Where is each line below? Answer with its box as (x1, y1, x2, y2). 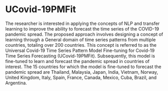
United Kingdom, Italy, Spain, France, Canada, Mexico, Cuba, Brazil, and (5, 74, 157, 80)
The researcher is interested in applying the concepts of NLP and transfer (5, 20, 160, 26)
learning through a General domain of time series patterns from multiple (5, 37, 156, 43)
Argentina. (5, 80, 27, 86)
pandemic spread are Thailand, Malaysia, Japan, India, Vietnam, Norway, (5, 69, 158, 75)
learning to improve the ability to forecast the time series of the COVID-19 (5, 25, 159, 32)
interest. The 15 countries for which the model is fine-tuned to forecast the (5, 64, 161, 70)
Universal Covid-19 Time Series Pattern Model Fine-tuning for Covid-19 (5, 47, 155, 53)
